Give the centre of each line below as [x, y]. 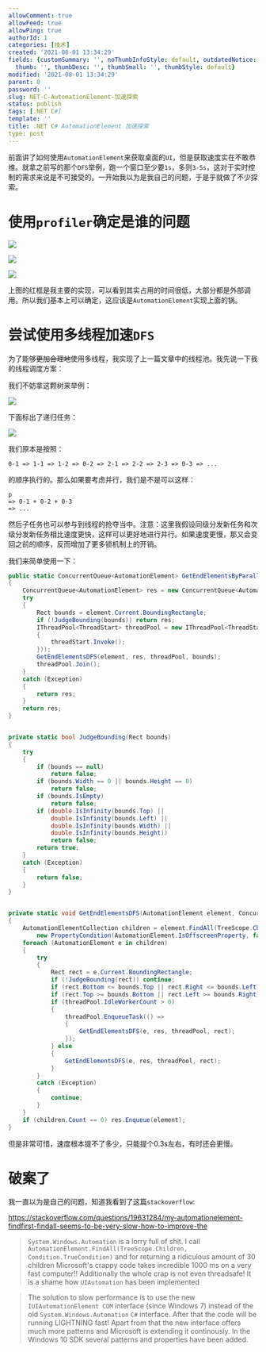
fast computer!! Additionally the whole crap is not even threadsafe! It [139, 1273]
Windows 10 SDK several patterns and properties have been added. [138, 1340]
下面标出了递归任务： [43, 417]
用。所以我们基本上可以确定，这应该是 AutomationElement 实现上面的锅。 [125, 300]
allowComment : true [40, 15]
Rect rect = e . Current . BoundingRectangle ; [122, 973]
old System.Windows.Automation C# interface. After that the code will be [142, 1315]
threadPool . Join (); [69, 664]
